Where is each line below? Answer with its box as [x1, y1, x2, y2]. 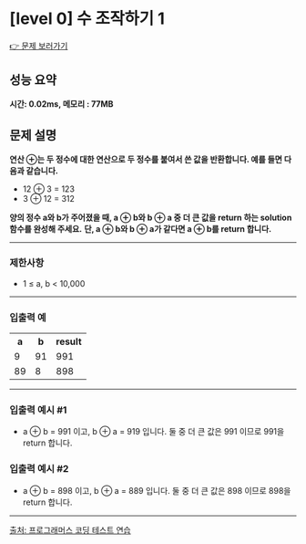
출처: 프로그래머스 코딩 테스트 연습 [9, 524, 131, 535]
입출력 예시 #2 [9, 463, 69, 476]
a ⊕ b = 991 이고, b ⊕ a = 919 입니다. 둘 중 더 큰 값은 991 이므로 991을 [22, 426, 285, 437]
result [56, 335, 82, 348]
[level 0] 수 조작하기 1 [9, 8, 166, 29]
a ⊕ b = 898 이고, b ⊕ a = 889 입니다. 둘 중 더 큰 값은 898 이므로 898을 [22, 485, 291, 496]
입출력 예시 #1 [9, 403, 67, 416]
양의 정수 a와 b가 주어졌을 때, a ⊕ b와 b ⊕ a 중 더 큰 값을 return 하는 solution [9, 212, 292, 223]
